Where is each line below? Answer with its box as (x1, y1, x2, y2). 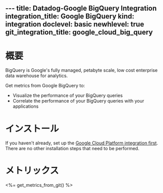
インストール (5, 123, 59, 134)
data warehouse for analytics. (5, 73, 68, 79)
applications (12, 103, 39, 109)
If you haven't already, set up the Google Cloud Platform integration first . (5, 140, 158, 146)
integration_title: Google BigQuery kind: (5, 12, 134, 21)
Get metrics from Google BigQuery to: (5, 83, 85, 89)
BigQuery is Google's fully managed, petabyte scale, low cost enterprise (5, 67, 158, 74)
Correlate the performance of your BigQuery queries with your (12, 98, 145, 104)
